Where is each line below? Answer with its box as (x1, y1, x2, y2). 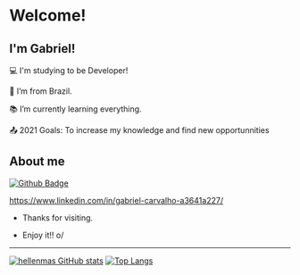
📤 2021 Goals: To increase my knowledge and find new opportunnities (9, 125, 270, 135)
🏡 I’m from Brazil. (9, 86, 73, 96)
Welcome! (9, 5, 87, 26)
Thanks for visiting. (21, 212, 94, 223)
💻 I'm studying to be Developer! (9, 65, 129, 76)
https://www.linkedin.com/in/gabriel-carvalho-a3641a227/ (9, 195, 224, 205)
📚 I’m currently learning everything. (9, 104, 142, 114)
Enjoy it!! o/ (21, 229, 64, 240)
